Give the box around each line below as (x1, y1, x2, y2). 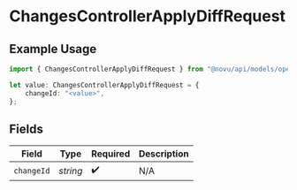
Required (91, 148, 131, 160)
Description (138, 148, 189, 160)
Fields (9, 121, 44, 136)
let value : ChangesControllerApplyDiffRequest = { (9, 80, 200, 89)
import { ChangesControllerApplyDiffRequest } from (9, 65, 203, 73)
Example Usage (9, 42, 97, 57)
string (58, 164, 83, 177)
